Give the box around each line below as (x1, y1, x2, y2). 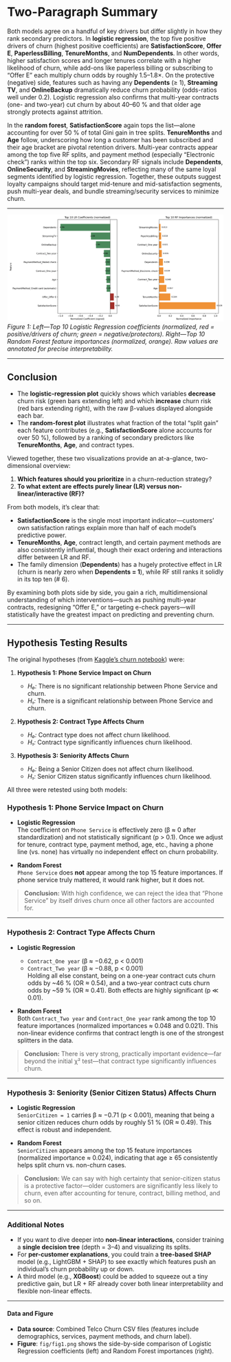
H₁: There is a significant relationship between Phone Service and (27, 697, 213, 705)
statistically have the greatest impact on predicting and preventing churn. (7, 610, 214, 619)
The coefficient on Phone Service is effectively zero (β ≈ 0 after (16, 826, 197, 834)
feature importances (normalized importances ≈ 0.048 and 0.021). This (16, 1021, 219, 1029)
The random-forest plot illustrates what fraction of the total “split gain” (16, 419, 219, 427)
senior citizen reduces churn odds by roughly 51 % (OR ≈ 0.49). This (16, 1118, 212, 1126)
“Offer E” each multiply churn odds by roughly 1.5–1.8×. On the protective (7, 70, 214, 79)
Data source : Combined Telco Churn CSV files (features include (16, 1325, 199, 1333)
